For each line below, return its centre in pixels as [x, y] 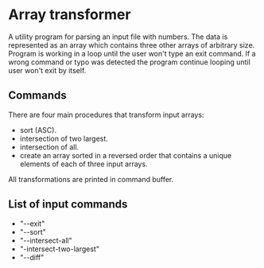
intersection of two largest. [64, 138]
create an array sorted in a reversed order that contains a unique [126, 155]
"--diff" [32, 257]
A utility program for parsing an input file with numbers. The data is [118, 37]
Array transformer [70, 15]
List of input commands [68, 204]
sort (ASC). [38, 130]
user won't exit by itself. [47, 70]
